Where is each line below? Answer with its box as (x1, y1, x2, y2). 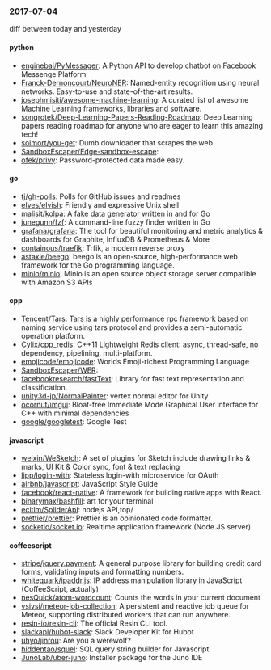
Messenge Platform (20, 69, 87, 78)
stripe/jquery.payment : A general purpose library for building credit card (20, 558, 262, 568)
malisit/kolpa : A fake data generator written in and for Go (20, 209, 211, 218)
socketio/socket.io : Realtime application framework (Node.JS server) (20, 522, 252, 532)
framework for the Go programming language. (20, 260, 175, 270)
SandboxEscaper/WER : (20, 365, 99, 375)
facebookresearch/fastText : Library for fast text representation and (20, 373, 245, 383)
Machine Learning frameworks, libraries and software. (20, 103, 202, 113)
